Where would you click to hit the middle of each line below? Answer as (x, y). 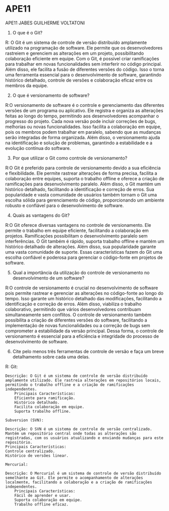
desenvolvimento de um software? (48, 278)
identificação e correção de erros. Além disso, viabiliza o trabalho (74, 304)
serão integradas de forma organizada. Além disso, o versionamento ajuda (83, 137)
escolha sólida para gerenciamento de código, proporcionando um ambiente (85, 200)
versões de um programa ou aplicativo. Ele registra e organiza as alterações (84, 110)
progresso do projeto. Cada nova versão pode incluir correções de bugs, (81, 121)
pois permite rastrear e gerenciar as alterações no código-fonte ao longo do (84, 293)
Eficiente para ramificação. (45, 398)
